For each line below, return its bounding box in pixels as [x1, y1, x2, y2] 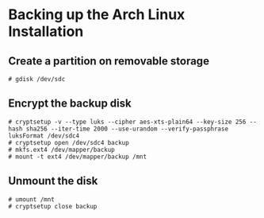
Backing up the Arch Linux [8, 6, 186, 24]
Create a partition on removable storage [8, 54, 210, 68]
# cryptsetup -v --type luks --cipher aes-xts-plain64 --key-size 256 [8, 118, 247, 126]
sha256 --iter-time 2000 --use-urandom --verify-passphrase [25, 125, 228, 133]
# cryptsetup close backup [8, 202, 98, 210]
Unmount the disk [8, 174, 98, 188]
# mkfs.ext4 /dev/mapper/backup [8, 146, 115, 154]
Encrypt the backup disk [8, 97, 132, 111]
